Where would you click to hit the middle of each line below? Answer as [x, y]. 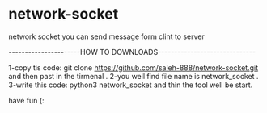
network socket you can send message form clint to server [106, 36]
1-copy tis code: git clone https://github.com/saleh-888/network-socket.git [133, 67]
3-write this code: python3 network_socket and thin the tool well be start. [131, 85]
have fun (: [26, 100]
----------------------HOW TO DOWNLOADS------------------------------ [132, 52]
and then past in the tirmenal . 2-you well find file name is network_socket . [133, 76]
